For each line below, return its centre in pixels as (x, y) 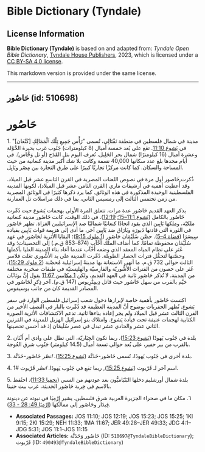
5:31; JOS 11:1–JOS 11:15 (58, 429)
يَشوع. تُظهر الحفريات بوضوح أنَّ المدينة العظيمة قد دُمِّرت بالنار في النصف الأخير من (101, 307)
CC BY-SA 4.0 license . (35, 61)
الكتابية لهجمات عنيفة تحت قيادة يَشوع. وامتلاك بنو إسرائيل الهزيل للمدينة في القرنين (101, 320)
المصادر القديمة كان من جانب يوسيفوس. (53, 289)
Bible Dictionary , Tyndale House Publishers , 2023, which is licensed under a (102, 55)
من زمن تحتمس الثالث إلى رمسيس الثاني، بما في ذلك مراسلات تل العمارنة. (92, 199)
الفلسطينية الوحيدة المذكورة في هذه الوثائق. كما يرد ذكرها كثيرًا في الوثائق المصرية (100, 192)
